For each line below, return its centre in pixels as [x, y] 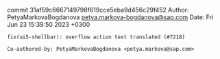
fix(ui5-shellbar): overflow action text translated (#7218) [96, 37]
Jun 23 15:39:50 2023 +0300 [49, 24]
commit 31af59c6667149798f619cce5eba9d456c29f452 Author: [98, 10]
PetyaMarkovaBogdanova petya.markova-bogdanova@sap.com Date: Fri [110, 17]
